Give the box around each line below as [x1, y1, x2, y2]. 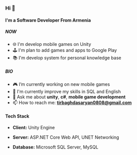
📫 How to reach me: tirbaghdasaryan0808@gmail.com [12, 99, 132, 106]
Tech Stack [5, 113, 29, 119]
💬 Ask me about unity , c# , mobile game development [12, 94, 126, 100]
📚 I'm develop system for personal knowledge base [12, 55, 121, 61]
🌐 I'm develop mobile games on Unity [12, 41, 92, 47]
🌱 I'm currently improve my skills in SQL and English [12, 88, 121, 95]
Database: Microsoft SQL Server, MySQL [12, 144, 99, 150]
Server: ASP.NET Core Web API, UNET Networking [12, 134, 119, 140]
